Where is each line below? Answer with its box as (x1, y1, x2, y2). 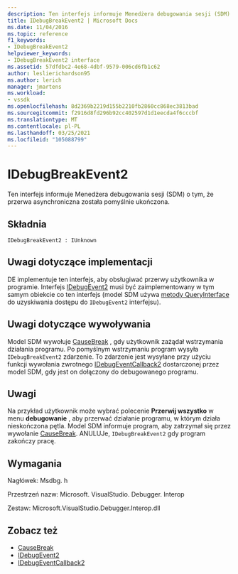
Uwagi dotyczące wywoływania (7, 318, 151, 330)
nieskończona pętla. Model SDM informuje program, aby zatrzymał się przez (7, 422, 232, 430)
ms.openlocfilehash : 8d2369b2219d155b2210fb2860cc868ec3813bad (7, 103, 199, 110)
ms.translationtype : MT (7, 116, 78, 123)
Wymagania (7, 457, 63, 470)
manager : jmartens (7, 83, 62, 90)
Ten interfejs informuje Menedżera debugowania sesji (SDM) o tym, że (7, 190, 215, 199)
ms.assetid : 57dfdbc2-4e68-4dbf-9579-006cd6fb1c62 (7, 63, 161, 70)
